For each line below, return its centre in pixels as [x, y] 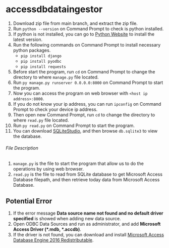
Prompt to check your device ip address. [55, 109]
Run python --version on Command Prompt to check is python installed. [88, 28]
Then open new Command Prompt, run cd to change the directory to [84, 114]
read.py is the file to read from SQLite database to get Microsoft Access [88, 174]
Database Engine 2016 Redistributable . [53, 240]
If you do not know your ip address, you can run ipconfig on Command [87, 104]
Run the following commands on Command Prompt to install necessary [87, 45]
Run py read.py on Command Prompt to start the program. [74, 126]
